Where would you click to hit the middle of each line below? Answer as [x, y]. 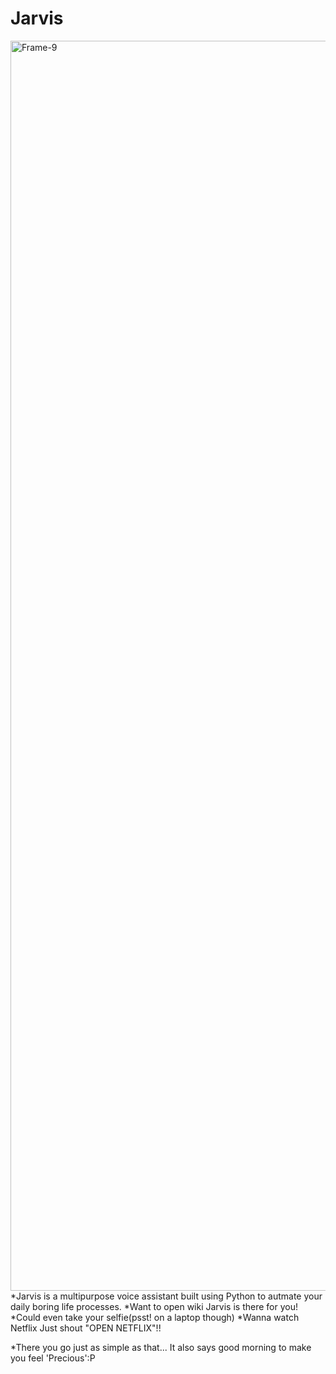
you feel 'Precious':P [53, 1358]
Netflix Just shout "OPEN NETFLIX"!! [86, 1328]
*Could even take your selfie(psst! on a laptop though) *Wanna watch [155, 1317]
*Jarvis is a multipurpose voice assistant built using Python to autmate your [166, 1296]
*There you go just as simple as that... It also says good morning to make [161, 1347]
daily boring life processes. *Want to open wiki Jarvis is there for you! [154, 1306]
